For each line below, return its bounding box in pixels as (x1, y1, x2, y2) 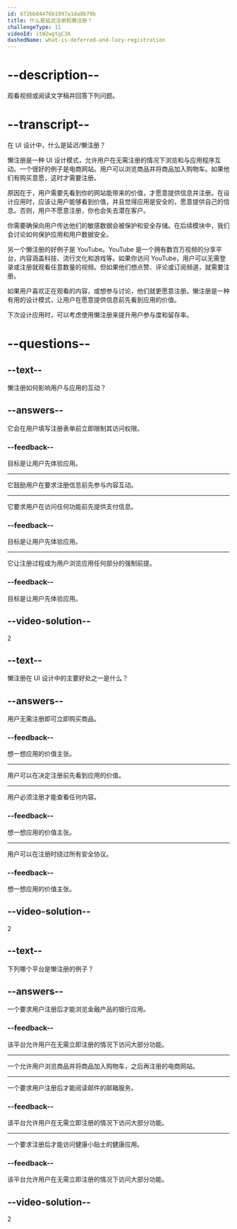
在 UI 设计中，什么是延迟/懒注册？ (7, 141, 107, 149)
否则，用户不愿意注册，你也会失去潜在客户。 (19, 206, 150, 214)
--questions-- (7, 336, 90, 352)
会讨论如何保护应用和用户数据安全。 (7, 231, 113, 238)
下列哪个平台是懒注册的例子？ (7, 965, 94, 973)
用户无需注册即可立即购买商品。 (7, 715, 100, 723)
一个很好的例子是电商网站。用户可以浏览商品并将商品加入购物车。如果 (19, 165, 224, 173)
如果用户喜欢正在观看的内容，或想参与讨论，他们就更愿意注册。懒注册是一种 (7, 287, 230, 295)
